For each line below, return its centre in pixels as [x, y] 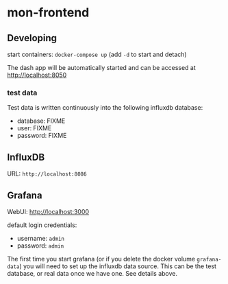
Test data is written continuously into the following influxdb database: [105, 108]
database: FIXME [41, 121]
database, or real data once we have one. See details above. [92, 273]
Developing [32, 38]
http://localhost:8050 [37, 75]
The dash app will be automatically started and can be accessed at [102, 68]
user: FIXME [34, 128]
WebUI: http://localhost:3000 [48, 211]
